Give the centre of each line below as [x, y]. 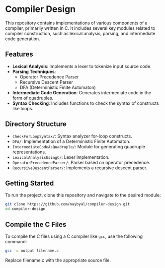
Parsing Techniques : [34, 71]
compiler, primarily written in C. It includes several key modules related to [80, 28]
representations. [29, 152]
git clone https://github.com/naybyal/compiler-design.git [68, 204]
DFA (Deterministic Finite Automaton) [58, 87]
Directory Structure [36, 124]
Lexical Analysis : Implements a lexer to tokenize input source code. [82, 66]
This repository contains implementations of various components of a [76, 23]
